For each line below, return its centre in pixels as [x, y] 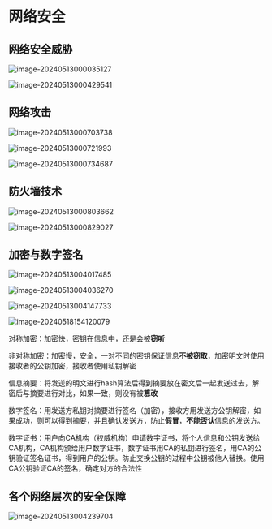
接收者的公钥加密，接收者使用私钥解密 [72, 366]
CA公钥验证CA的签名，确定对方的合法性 [76, 468]
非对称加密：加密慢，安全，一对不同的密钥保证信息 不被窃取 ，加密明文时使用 [136, 356]
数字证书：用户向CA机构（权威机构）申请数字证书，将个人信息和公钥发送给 [134, 438]
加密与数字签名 [46, 255]
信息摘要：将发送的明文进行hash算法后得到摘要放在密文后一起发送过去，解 [134, 383]
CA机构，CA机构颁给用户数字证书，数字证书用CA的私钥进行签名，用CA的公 [135, 448]
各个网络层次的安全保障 [67, 496]
